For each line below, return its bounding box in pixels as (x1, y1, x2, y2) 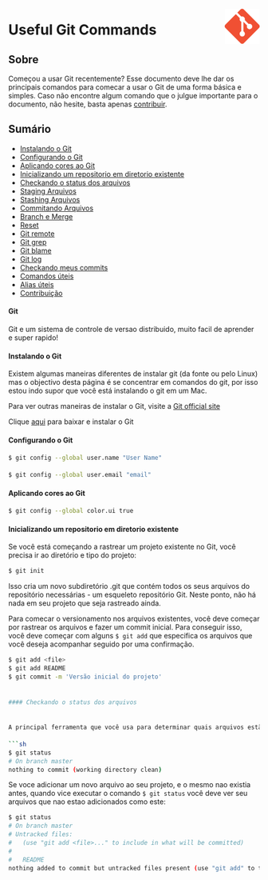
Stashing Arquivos (19, 194, 81, 204)
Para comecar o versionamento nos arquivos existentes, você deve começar (8, 614, 260, 624)
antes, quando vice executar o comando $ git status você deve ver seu (8, 789, 248, 798)
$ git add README (8, 665, 66, 673)
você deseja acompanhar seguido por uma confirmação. (8, 639, 195, 649)
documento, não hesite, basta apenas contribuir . (8, 99, 167, 109)
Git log (19, 254, 42, 264)
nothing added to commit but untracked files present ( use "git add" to (8, 864, 255, 872)
